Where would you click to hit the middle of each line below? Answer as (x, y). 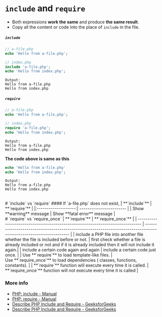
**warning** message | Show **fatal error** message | (60, 214)
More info (16, 283)
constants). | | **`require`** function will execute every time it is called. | (77, 266)
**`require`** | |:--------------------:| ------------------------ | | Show (74, 209)
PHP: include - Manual (34, 294)
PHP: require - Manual (34, 299)
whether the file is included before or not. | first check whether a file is (75, 240)
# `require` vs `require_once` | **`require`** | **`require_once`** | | (71, 219)
